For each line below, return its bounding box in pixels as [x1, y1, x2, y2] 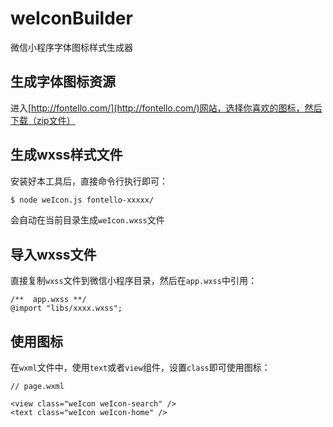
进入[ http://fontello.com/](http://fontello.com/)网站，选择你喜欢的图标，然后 [10, 102, 323, 114]
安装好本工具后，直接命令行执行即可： [10, 175, 168, 187]
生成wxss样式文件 [10, 147, 123, 164]
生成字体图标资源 [10, 73, 116, 91]
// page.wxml [10, 382, 65, 392]
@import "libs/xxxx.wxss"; [10, 303, 123, 314]
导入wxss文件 [10, 246, 97, 263]
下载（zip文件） [10, 114, 76, 126]
